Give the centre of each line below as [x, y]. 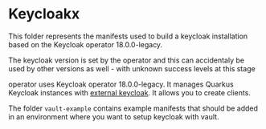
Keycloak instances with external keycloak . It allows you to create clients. [130, 92]
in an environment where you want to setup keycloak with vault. [114, 116]
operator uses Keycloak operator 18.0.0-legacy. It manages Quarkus [121, 84]
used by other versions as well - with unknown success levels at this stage [132, 68]
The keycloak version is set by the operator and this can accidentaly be [127, 60]
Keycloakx [44, 14]
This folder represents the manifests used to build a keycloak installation [128, 36]
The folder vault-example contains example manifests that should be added [133, 108]
